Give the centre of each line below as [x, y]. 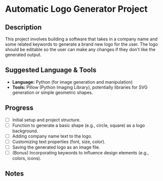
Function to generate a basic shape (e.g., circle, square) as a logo [79, 125]
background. [25, 131]
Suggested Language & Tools [51, 70]
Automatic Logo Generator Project [77, 9]
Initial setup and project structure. [46, 120]
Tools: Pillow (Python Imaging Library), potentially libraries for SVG [80, 87]
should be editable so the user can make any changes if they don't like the [80, 49]
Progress [19, 108]
